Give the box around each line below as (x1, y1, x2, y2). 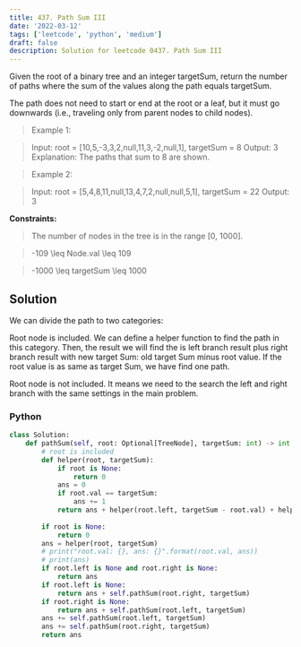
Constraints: (9, 213, 57, 224)
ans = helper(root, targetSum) (41, 539, 159, 548)
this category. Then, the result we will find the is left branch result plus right (9, 341, 288, 352)
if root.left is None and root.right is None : (41, 564, 219, 574)
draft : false (9, 38, 58, 47)
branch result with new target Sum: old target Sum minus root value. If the (9, 351, 282, 362)
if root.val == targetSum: (56, 489, 159, 498)
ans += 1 (73, 497, 106, 506)
